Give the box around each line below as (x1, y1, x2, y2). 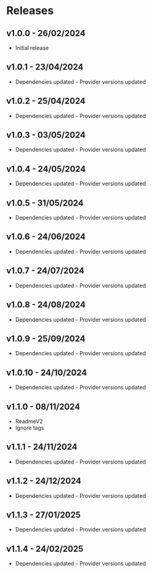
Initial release (15, 44, 49, 51)
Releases (6, 4, 54, 18)
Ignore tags (15, 424, 45, 431)
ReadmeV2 (15, 417, 43, 425)
